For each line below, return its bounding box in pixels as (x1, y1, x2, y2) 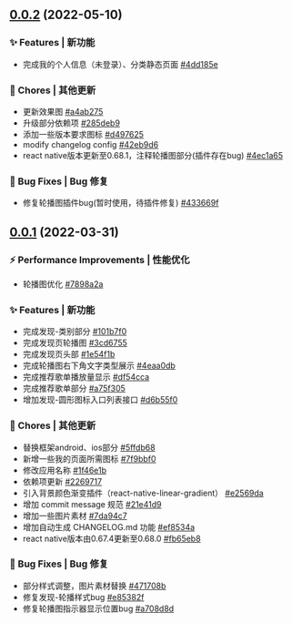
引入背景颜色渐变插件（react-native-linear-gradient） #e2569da (22, 487, 264, 498)
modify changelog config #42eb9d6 (22, 138, 159, 149)
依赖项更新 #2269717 (22, 475, 103, 486)
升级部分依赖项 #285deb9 (22, 117, 121, 128)
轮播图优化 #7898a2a (22, 278, 104, 290)
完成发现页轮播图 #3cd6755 (22, 337, 127, 349)
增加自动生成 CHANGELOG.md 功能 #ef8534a (22, 521, 196, 532)
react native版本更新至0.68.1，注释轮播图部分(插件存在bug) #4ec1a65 (22, 149, 284, 160)
